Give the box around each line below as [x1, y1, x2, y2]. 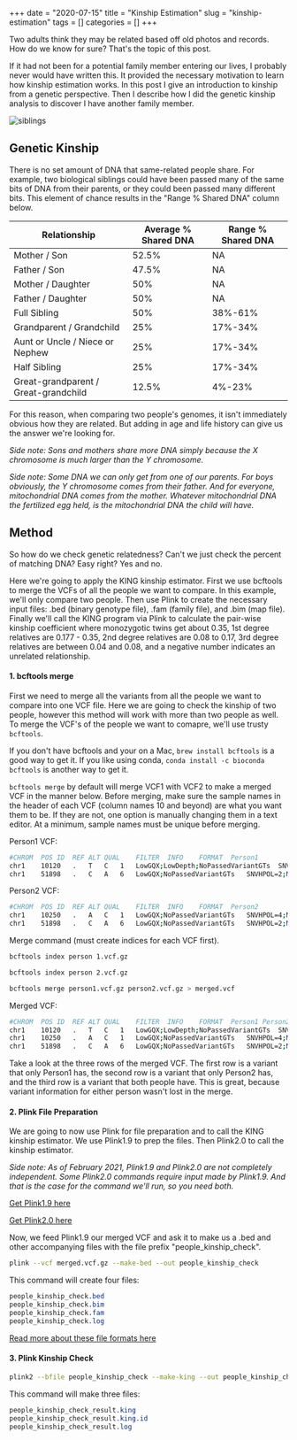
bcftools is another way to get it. [9, 764, 129, 774]
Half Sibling [13, 360, 62, 373]
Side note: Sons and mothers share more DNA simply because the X [9, 444, 259, 455]
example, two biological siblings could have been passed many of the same [9, 173, 285, 184]
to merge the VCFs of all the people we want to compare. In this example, [9, 584, 277, 596]
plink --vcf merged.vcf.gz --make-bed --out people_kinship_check [9, 1259, 259, 1268]
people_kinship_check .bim [9, 1300, 104, 1309]
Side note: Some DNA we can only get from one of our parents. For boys [9, 471, 274, 481]
